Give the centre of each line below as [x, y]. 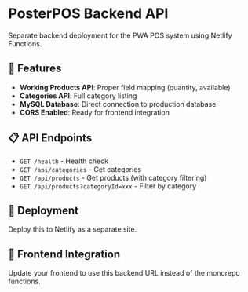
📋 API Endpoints [50, 138]
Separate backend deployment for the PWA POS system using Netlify [120, 35]
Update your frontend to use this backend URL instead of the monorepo [124, 273]
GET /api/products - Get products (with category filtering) [113, 177]
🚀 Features [35, 69]
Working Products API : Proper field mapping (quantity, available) [125, 87]
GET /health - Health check [64, 161]
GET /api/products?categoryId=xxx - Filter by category [108, 186]
